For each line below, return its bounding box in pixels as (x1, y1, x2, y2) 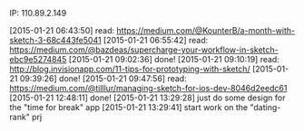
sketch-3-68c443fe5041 (9, 35, 102, 45)
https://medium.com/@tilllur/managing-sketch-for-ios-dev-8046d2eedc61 (9, 83, 288, 93)
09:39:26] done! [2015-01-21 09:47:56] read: (19, 73, 188, 84)
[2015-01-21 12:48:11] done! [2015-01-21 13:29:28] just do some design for (9, 92, 286, 103)
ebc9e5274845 (9, 54, 67, 64)
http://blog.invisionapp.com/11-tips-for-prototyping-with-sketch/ (9, 63, 251, 74)
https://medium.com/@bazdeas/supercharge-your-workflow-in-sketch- (9, 44, 279, 55)
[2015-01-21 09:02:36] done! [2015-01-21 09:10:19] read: (68, 54, 279, 64)
